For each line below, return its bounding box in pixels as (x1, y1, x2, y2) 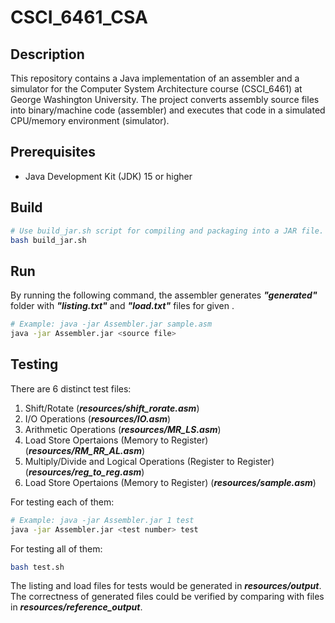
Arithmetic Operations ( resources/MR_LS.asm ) (24, 423, 222, 435)
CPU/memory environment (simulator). (10, 115, 170, 126)
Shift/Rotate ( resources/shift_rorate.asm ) (24, 402, 200, 414)
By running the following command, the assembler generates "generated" (10, 289, 318, 301)
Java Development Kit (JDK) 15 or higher (24, 170, 193, 182)
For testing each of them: (10, 496, 115, 508)
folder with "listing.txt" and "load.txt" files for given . (10, 300, 235, 312)
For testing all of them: (10, 542, 103, 555)
